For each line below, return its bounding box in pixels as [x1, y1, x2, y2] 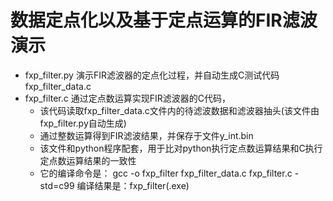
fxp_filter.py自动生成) [39, 117, 127, 129]
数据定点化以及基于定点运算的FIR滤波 [10, 9, 318, 32]
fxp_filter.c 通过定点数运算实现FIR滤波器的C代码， [24, 92, 231, 104]
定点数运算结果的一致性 [39, 154, 137, 166]
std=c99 [39, 179, 75, 191]
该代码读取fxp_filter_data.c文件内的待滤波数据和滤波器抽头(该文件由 [39, 104, 320, 116]
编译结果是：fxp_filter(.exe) [76, 179, 190, 191]
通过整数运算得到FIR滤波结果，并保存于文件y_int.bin [39, 129, 254, 141]
